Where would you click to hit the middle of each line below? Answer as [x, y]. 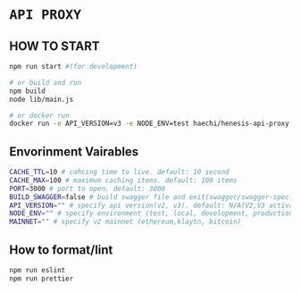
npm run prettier [42, 279]
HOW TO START [54, 46]
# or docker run [39, 115]
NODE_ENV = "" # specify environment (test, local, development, [129, 213]
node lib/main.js [42, 99]
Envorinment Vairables [74, 151]
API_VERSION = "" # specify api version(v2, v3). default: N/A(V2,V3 [137, 205]
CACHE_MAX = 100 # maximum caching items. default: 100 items [124, 180]
